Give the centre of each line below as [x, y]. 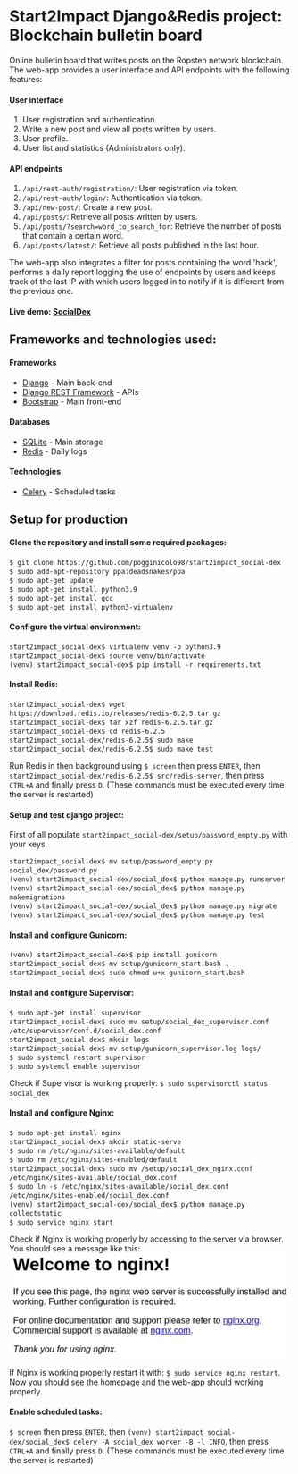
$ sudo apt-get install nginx [66, 1133]
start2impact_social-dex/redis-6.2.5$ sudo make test [112, 749]
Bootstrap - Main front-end [72, 401]
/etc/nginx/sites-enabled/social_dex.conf [89, 1195]
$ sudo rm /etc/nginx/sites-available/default [97, 1150]
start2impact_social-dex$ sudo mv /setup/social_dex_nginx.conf [131, 1168]
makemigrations [37, 897]
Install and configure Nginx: [62, 1113]
